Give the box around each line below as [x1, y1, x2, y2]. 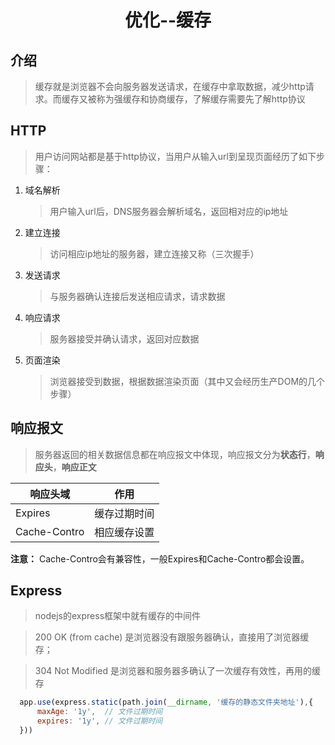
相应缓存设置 [94, 525, 155, 539]
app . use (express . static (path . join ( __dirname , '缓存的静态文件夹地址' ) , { [19, 697, 314, 708]
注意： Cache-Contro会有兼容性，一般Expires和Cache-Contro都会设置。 [10, 552, 310, 565]
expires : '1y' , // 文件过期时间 [36, 716, 163, 726]
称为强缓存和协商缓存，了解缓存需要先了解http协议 [96, 93, 306, 105]
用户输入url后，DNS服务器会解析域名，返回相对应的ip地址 [49, 205, 289, 217]
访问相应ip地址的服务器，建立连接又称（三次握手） [49, 247, 260, 260]
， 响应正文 [52, 461, 97, 473]
